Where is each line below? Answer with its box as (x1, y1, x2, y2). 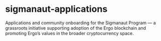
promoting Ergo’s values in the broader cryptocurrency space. (5, 30, 134, 36)
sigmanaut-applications (5, 3, 108, 15)
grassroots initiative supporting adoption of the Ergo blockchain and (5, 25, 146, 31)
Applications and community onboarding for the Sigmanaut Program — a (5, 20, 156, 26)
